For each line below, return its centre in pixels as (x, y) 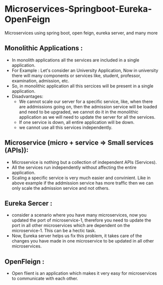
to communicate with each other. (45, 279)
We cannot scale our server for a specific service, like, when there (86, 102)
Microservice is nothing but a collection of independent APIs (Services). (84, 162)
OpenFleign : (24, 261)
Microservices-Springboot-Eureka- (78, 9)
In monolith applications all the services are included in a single (75, 60)
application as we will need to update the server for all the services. (87, 117)
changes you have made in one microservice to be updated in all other (83, 241)
